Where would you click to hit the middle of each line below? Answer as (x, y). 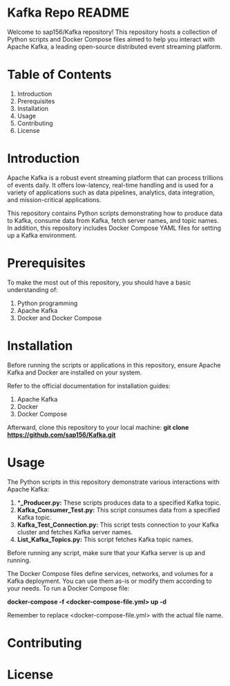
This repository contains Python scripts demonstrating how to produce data (115, 213)
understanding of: (33, 289)
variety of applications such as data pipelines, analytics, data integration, (111, 192)
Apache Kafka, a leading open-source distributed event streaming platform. (115, 46)
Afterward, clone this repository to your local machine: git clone (98, 427)
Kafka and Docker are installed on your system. (75, 372)
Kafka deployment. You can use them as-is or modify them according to (109, 581)
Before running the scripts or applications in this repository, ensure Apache (114, 365)
